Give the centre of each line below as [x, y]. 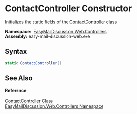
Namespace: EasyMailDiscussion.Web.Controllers [56, 31]
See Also [19, 78]
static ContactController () [34, 63]
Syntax [16, 52]
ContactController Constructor [68, 8]
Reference [16, 90]
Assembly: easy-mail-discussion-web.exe [48, 36]
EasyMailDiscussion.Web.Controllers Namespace [54, 106]
